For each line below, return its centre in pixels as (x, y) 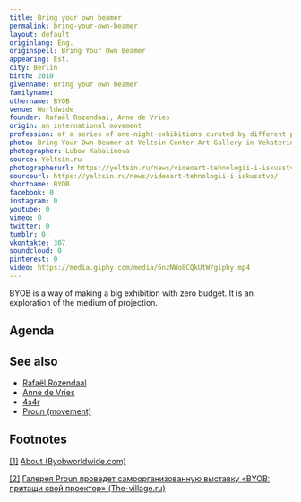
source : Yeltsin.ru (46, 159)
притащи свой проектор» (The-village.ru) (87, 488)
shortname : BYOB (39, 185)
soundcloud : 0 (36, 251)
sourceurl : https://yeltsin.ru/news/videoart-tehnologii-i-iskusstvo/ (144, 176)
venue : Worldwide (42, 109)
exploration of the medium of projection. (84, 302)
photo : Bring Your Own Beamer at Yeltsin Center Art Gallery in (132, 143)
